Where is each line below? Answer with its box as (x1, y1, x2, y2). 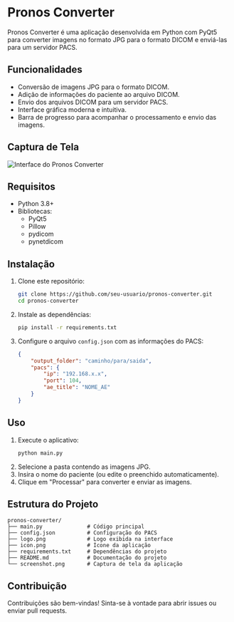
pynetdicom (28, 237, 64, 246)
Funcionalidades (7, 63, 83, 76)
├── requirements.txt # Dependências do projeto (7, 548, 167, 556)
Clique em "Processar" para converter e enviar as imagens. (17, 477, 192, 486)
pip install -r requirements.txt (17, 323, 117, 331)
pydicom (28, 229, 55, 239)
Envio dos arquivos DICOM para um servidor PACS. (17, 98, 169, 106)
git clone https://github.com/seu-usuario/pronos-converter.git (17, 291, 213, 298)
